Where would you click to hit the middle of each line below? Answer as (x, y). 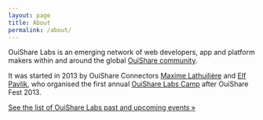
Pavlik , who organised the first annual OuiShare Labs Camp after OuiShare (128, 84)
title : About (29, 23)
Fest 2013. (25, 93)
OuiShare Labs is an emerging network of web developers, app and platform (131, 53)
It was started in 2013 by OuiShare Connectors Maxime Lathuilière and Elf (127, 76)
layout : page (29, 15)
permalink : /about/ (40, 30)
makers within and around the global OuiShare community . (103, 60)
